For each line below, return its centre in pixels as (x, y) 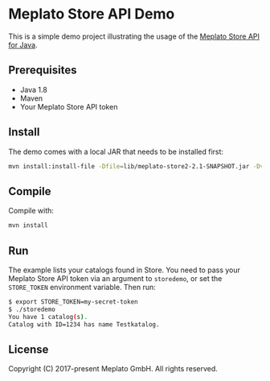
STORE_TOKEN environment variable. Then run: (82, 287)
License (29, 349)
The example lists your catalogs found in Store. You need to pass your (125, 270)
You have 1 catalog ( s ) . (48, 317)
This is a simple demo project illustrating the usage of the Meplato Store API (134, 36)
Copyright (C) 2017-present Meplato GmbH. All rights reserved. (113, 369)
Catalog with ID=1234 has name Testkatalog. (84, 324)
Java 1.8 (34, 89)
